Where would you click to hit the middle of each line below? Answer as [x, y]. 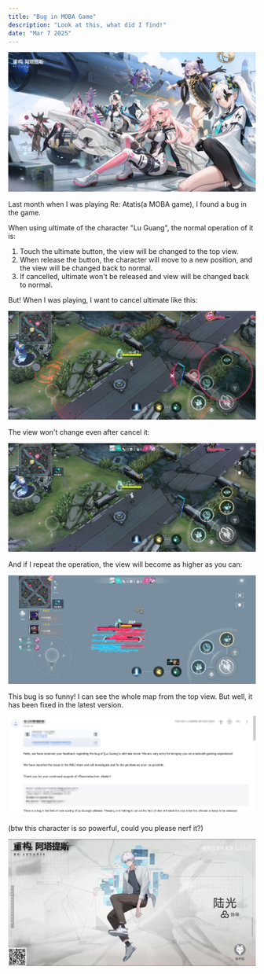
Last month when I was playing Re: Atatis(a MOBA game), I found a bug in [128, 204]
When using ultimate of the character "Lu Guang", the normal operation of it [131, 227]
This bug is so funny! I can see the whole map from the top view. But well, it [130, 697]
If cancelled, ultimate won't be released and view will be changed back [134, 276]
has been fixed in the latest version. [66, 704]
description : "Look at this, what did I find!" [88, 25]
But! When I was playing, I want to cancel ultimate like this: [103, 300]
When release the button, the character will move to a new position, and [136, 259]
